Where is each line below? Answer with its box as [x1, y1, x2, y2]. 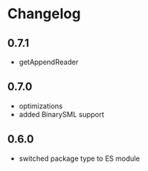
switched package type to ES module [18, 154, 140, 163]
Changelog [7, 5, 81, 23]
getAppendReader [18, 57, 79, 66]
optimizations [18, 101, 64, 111]
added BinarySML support [18, 109, 105, 119]
